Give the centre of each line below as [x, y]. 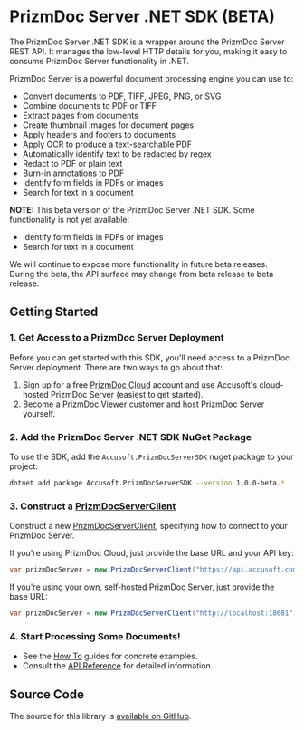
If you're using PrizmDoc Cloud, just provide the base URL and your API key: [152, 553]
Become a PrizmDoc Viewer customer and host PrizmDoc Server [143, 404]
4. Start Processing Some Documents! [95, 636]
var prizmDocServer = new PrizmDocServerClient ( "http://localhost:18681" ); [155, 613]
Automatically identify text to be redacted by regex [117, 154]
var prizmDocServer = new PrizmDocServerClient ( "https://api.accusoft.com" [155, 570]
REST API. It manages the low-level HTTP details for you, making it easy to [148, 51]
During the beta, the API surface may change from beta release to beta [142, 274]
